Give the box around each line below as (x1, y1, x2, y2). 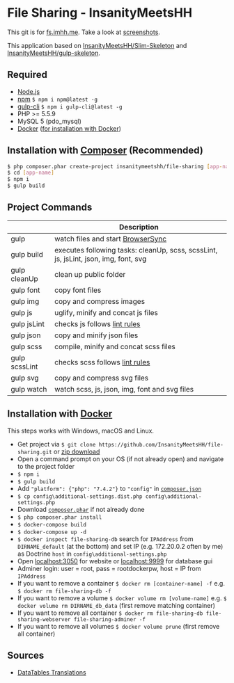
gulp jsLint (10, 319, 45, 328)
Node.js (17, 87, 40, 95)
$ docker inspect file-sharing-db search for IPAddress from (17, 534, 194, 543)
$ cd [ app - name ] (7, 169, 54, 177)
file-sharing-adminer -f (73, 616, 146, 623)
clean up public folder (54, 269, 126, 279)
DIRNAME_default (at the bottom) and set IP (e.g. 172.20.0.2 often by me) (17, 542, 224, 550)
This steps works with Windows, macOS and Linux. (7, 426, 155, 435)
